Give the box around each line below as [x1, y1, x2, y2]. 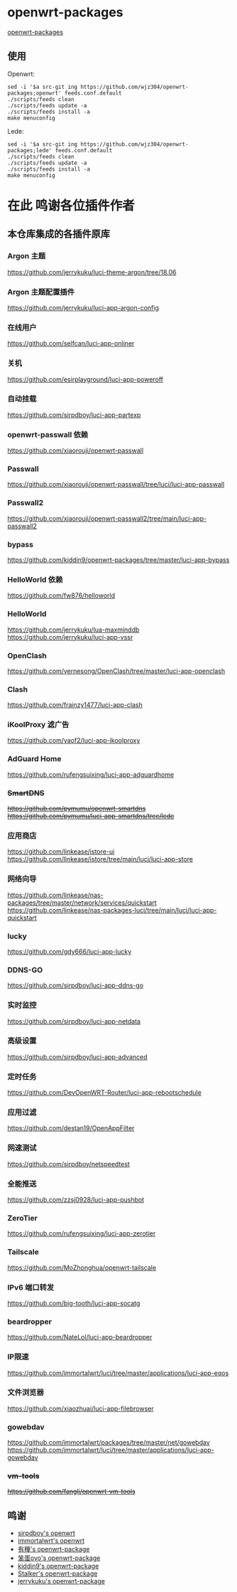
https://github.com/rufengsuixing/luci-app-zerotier [7, 1229, 156, 1238]
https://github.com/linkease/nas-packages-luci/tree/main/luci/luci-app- [7, 906, 217, 914]
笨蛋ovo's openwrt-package [17, 1554, 101, 1562]
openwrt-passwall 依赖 [7, 430, 89, 440]
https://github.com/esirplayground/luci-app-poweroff [7, 375, 164, 383]
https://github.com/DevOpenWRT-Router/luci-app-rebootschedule [7, 1088, 202, 1097]
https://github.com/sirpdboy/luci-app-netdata [7, 1017, 140, 1025]
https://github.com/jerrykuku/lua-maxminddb [7, 625, 140, 634]
